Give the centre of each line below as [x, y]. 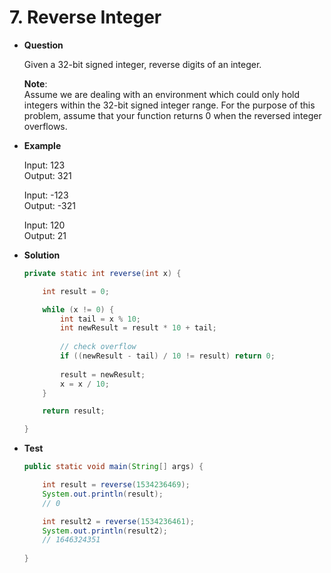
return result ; [74, 411]
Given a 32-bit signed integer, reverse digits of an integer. [142, 64]
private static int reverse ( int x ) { [102, 273]
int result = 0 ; [76, 291]
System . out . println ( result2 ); [105, 531]
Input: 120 [44, 225]
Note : [35, 83]
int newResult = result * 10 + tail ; [138, 328]
